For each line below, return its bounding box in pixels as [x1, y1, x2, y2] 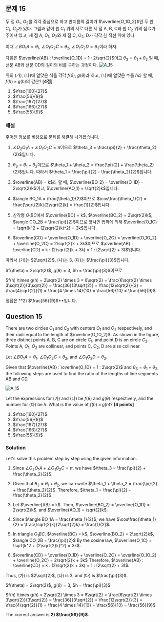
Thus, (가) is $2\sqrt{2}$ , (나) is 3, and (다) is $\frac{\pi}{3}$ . [5, 572, 128, 578]
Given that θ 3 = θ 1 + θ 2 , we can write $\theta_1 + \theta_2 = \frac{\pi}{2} [12, 481, 158, 488]
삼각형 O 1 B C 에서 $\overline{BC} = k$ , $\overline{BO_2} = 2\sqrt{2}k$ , [12, 212, 153, 219]
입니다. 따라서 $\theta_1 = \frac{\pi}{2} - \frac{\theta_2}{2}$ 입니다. [21, 169, 153, 174]
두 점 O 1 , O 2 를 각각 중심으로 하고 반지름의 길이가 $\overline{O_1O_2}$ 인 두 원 [5, 19, 154, 25]
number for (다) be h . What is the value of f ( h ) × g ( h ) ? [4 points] [5, 402, 134, 408]
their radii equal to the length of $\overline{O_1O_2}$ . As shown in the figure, [5, 332, 160, 338]
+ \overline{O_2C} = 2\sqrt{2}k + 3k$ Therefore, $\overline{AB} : [12, 557, 143, 563]
